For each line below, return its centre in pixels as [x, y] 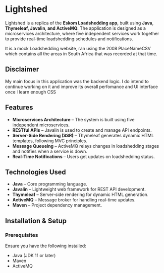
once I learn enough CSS [30, 92]
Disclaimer [22, 69]
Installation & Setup [36, 221]
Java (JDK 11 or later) [34, 256]
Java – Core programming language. [50, 184]
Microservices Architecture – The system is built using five [73, 119]
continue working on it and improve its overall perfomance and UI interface [82, 87]
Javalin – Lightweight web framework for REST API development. [79, 189]
